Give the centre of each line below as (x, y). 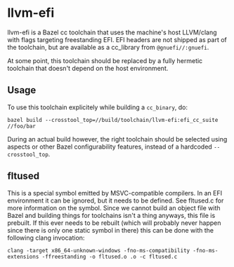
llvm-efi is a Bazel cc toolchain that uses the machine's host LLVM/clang (112, 32)
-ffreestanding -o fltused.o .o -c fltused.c (110, 256)
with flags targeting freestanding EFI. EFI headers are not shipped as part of (117, 39)
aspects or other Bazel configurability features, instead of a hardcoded (110, 146)
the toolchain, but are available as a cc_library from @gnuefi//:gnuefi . (108, 47)
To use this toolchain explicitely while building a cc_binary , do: (98, 107)
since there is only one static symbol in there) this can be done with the (111, 230)
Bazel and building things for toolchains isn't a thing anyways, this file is (111, 215)
